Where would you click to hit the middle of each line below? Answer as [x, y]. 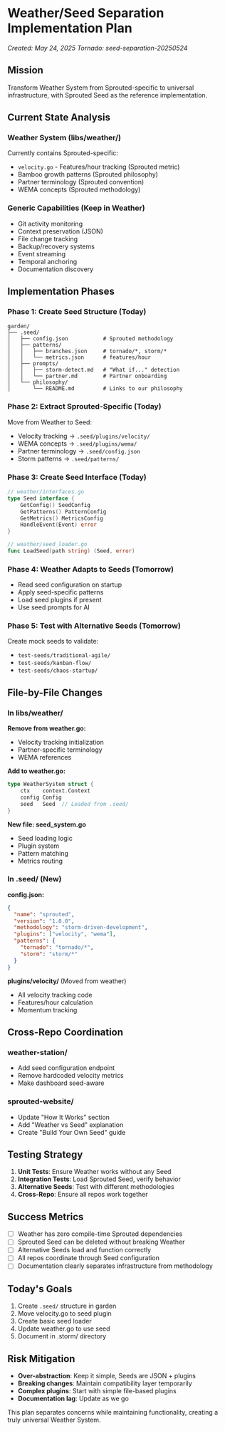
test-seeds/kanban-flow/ [54, 664]
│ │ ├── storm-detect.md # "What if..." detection [94, 370]
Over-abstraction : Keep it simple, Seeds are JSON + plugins [106, 1376]
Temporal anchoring [47, 261]
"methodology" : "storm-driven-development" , [81, 928]
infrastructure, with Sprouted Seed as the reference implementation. [108, 95]
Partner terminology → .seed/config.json [79, 451]
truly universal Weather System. [54, 1420]
